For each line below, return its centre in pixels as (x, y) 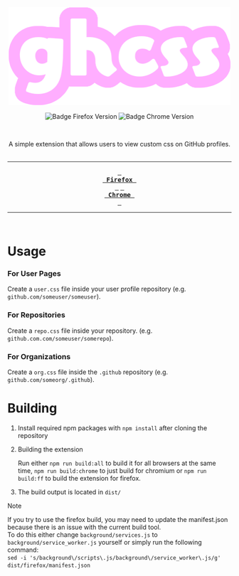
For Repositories (36, 315)
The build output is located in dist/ (69, 492)
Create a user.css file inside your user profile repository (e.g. (97, 289)
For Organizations (39, 356)
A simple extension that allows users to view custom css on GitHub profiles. (119, 144)
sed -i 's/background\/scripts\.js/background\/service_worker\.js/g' (114, 558)
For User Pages (34, 274)
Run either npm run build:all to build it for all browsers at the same (117, 463)
